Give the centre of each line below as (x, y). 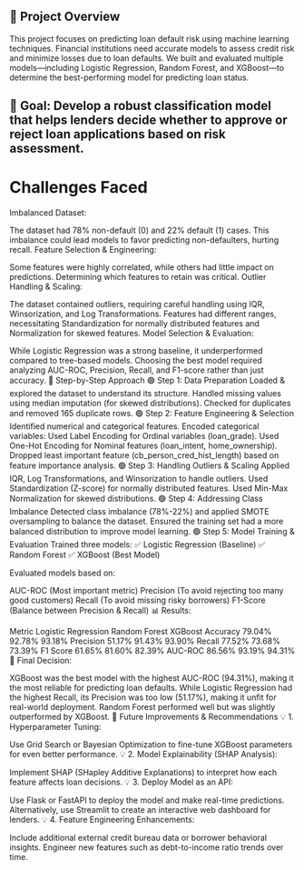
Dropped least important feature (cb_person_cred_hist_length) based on (144, 455)
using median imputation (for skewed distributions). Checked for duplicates (150, 403)
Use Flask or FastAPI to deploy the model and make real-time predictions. (147, 800)
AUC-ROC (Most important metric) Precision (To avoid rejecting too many (147, 591)
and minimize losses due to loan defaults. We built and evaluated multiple (147, 58)
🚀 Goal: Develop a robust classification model (141, 106)
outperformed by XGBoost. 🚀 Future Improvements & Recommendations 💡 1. (152, 717)
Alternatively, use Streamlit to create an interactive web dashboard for (140, 810)
